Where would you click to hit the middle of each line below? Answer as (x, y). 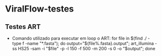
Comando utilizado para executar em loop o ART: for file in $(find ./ (79, 38)
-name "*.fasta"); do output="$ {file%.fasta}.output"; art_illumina (90, 43)
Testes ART (23, 27)
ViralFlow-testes (39, 9)
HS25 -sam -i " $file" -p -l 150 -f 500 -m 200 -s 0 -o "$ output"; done (87, 49)
